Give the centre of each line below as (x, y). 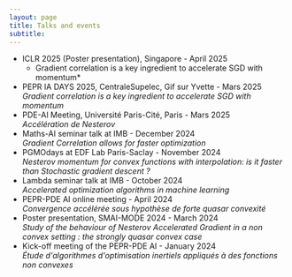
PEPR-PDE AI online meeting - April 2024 (97, 199)
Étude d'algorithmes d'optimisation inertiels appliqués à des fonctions (150, 256)
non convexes (47, 265)
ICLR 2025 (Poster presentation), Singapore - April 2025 (125, 59)
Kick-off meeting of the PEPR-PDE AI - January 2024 (119, 246)
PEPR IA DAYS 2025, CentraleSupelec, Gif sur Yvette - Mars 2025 (142, 87)
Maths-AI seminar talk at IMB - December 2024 (108, 134)
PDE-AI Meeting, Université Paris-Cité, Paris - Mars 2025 (126, 115)
